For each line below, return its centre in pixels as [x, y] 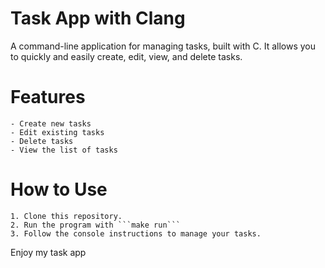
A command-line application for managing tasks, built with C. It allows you [163, 46]
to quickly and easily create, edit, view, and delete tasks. [126, 56]
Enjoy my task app [48, 252]
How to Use [59, 189]
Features [48, 97]
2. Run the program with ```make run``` [96, 225]
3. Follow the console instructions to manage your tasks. [136, 233]
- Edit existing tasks [57, 132]
